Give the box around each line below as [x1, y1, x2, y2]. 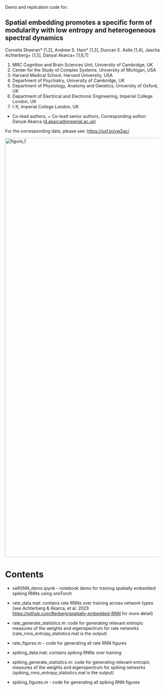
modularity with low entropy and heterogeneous [5, 26, 156, 35]
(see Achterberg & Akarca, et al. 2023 [12, 605, 89, 611]
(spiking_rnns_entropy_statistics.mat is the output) [12, 669, 114, 675]
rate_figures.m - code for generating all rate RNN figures [12, 640, 127, 646]
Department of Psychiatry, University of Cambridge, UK [12, 77, 125, 83]
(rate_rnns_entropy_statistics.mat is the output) [12, 630, 107, 636]
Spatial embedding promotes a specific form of [5, 18, 152, 27]
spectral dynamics [5, 34, 64, 42]
